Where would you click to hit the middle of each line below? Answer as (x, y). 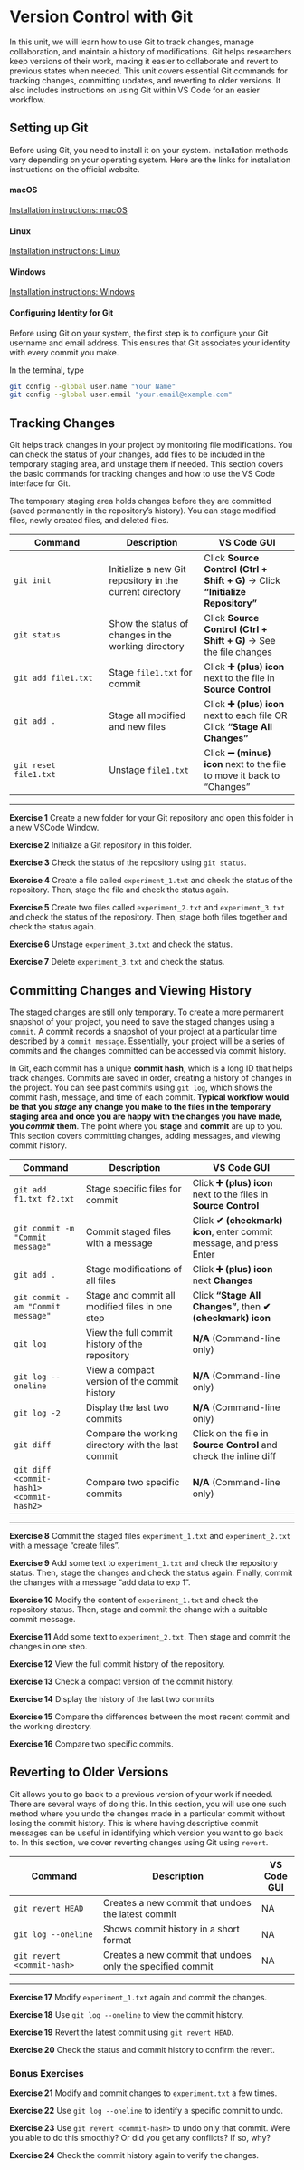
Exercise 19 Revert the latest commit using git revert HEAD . (121, 2032)
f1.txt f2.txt (44, 1198)
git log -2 (37, 1413)
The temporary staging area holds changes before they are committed (140, 501)
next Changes (223, 1280)
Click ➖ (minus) (237, 753)
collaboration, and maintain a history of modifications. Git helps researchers (151, 51)
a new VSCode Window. (54, 828)
